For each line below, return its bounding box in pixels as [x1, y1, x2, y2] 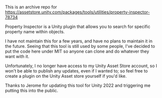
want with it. [5, 54, 29, 59]
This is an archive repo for [5, 4, 57, 10]
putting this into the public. [5, 88, 59, 93]
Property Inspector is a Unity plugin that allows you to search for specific [5, 24, 151, 29]
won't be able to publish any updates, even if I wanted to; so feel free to [5, 68, 148, 74]
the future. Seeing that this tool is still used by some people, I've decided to [5, 43, 155, 49]
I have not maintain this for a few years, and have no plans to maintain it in [5, 38, 153, 44]
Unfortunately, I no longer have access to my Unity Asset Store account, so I [5, 63, 157, 69]
